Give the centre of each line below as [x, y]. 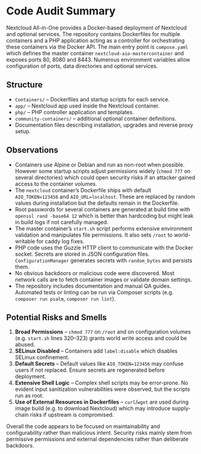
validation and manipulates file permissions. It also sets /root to [94, 235]
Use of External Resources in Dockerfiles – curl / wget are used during [102, 402]
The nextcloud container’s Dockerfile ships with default [83, 190]
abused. [25, 345]
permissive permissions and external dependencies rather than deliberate [97, 439]
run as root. [29, 396]
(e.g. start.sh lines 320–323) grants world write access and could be [101, 338]
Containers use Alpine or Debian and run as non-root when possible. [100, 165]
